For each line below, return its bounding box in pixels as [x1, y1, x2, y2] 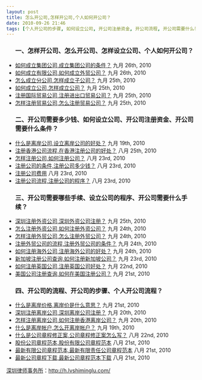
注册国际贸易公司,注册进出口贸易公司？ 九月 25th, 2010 [14, 92, 151, 99]
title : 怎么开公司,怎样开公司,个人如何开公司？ [6, 14, 111, 20]
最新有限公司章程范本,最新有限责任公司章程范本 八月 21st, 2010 [14, 347, 171, 354]
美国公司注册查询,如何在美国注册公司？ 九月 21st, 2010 [14, 270, 150, 278]
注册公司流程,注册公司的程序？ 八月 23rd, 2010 [14, 177, 131, 184]
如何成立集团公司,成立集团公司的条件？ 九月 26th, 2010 [14, 61, 151, 69]
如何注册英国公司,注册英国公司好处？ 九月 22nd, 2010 [14, 263, 148, 270]
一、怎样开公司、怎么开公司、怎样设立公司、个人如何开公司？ [14, 46, 194, 55]
